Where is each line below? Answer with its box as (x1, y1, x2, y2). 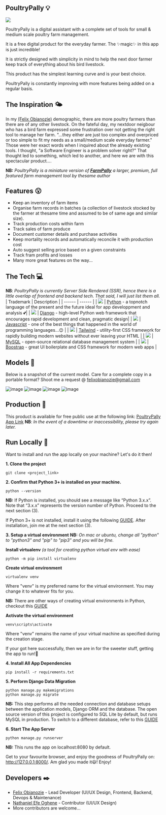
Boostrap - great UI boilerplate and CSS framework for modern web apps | (5, 344, 157, 350)
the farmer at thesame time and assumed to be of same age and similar (12, 210, 158, 216)
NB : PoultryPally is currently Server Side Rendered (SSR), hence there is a (5, 288, 156, 294)
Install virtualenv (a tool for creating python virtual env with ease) (5, 546, 140, 553)
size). (12, 216, 24, 221)
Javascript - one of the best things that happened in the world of (5, 321, 137, 327)
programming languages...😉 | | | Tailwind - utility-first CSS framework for (5, 327, 161, 333)
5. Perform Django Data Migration (5, 678, 76, 684)
